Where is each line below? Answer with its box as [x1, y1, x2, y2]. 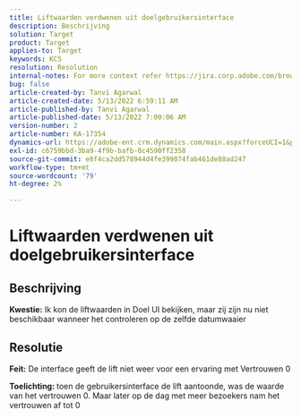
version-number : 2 [9, 122, 78, 131]
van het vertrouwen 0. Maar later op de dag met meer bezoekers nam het [9, 390, 280, 401]
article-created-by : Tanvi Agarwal [9, 88, 142, 97]
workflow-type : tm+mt [9, 163, 90, 172]
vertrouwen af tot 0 [9, 399, 81, 410]
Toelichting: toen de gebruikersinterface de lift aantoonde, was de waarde [9, 380, 285, 391]
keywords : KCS [9, 55, 63, 64]
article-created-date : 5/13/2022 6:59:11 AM [9, 96, 178, 106]
